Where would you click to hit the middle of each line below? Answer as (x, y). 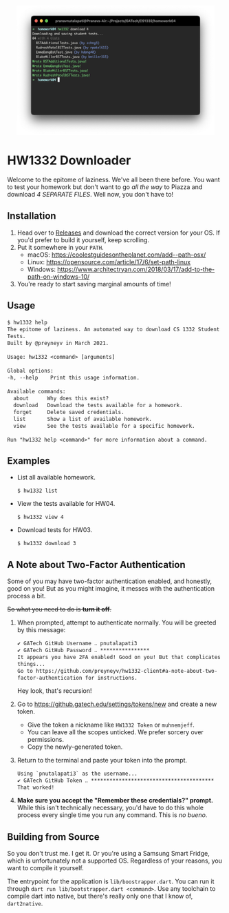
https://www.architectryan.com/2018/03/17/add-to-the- (136, 269)
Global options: (30, 371)
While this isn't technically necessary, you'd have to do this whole (110, 808)
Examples (29, 461)
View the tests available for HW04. (66, 504)
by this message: (41, 630)
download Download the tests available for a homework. (98, 405)
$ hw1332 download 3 (46, 544)
